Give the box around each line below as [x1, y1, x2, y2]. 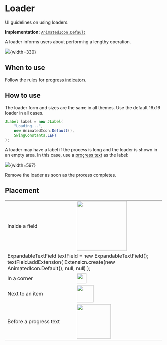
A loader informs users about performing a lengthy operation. [5, 38, 131, 45]
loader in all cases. [5, 110, 44, 115]
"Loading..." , [14, 124, 43, 129]
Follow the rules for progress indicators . [5, 77, 87, 83]
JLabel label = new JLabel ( [5, 119, 64, 124]
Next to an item [7, 290, 43, 297]
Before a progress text [7, 318, 60, 325]
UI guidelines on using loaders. [5, 19, 69, 25]
